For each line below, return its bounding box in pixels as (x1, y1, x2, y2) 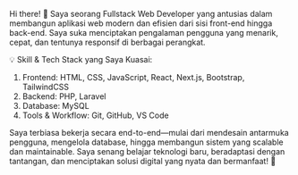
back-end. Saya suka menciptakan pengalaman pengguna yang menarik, (9, 28, 279, 37)
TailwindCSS (21, 81, 70, 92)
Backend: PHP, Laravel (21, 91, 106, 102)
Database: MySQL (21, 101, 89, 111)
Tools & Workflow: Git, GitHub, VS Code (21, 110, 169, 121)
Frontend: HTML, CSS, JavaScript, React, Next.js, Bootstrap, (21, 72, 245, 82)
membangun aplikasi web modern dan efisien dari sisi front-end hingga (9, 18, 273, 29)
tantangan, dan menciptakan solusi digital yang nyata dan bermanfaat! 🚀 (9, 156, 277, 166)
